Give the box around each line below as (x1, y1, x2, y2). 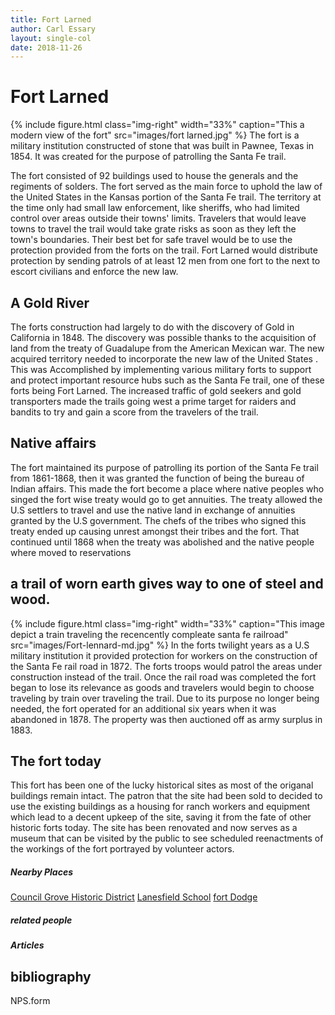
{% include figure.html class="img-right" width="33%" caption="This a (10, 119, 305, 131)
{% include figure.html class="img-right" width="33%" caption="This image (10, 617, 326, 630)
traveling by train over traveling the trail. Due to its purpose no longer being (10, 692, 320, 704)
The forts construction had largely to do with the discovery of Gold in (10, 321, 295, 333)
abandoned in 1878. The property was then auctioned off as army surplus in (10, 713, 323, 725)
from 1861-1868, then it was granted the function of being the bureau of (10, 472, 305, 484)
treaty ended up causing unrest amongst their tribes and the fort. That (10, 525, 300, 537)
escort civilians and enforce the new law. (10, 266, 179, 278)
